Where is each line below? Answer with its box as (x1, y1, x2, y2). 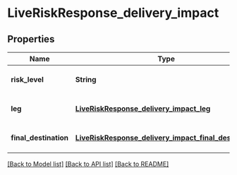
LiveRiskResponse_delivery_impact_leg (75, 104, 211, 114)
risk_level (11, 75, 44, 84)
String (75, 75, 97, 84)
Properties (7, 33, 55, 45)
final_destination (11, 133, 69, 143)
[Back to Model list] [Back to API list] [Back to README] (7, 160, 169, 168)
